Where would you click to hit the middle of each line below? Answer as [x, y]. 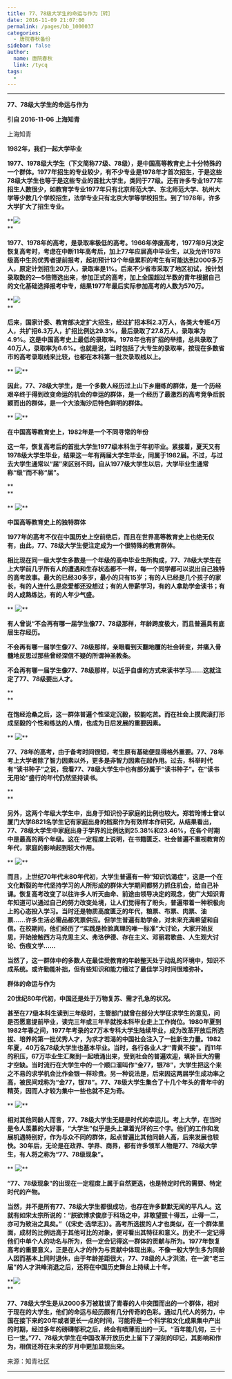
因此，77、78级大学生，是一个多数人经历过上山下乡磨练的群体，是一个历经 [114, 386]
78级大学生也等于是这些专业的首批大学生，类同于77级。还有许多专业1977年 [115, 181]
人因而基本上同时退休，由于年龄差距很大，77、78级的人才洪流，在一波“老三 [116, 1259]
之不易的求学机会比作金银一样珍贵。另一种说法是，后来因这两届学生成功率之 [116, 1074]
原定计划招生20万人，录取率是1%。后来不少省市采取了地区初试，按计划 [121, 269]
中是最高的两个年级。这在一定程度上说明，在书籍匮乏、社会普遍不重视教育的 [116, 839]
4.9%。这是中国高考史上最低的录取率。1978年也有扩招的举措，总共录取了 [113, 340]
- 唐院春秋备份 [32, 39]
